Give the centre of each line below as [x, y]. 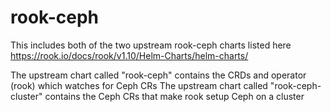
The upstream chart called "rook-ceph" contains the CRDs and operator [158, 75]
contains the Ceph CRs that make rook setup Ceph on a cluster [174, 96]
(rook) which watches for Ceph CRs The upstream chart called [139, 85]
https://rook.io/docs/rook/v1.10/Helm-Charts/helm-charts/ [129, 55]
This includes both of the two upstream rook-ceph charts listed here [151, 45]
